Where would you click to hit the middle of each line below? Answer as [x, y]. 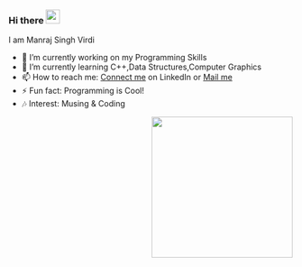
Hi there [26, 20]
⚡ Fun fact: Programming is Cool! [83, 91]
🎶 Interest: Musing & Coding [73, 104]
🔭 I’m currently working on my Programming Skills [114, 58]
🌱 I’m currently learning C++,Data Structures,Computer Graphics [142, 67]
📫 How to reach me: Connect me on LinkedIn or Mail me [127, 78]
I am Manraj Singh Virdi [52, 40]
